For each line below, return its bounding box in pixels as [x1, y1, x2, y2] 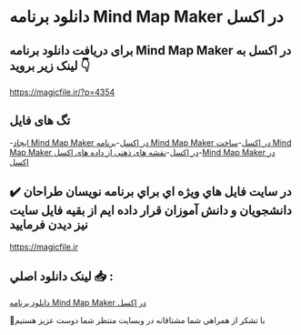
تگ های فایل [9, 113, 71, 128]
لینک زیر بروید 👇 [9, 57, 91, 74]
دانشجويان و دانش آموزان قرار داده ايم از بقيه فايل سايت [9, 203, 293, 218]
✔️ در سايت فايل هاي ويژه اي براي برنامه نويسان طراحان [9, 184, 293, 199]
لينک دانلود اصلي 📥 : [9, 269, 114, 284]
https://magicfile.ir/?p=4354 [9, 86, 115, 97]
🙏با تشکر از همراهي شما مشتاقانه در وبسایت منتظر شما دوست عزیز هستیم [9, 315, 266, 326]
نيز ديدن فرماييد [9, 217, 88, 233]
